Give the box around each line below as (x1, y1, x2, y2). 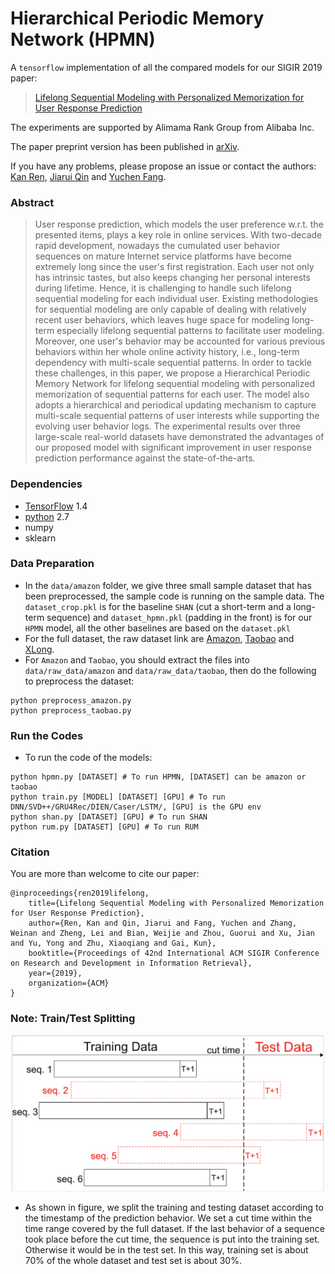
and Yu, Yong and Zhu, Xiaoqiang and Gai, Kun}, (10, 938, 217, 949)
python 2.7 (24, 510, 70, 522)
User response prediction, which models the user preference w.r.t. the (34, 218, 324, 231)
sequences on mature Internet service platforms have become (34, 250, 292, 262)
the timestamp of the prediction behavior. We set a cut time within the (24, 1212, 312, 1224)
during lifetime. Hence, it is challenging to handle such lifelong (34, 282, 292, 294)
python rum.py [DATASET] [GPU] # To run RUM (10, 822, 199, 832)
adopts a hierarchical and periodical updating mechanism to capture (34, 399, 317, 411)
